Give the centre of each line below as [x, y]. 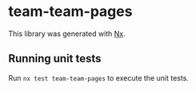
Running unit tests [55, 59]
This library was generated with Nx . [67, 34]
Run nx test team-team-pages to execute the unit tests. [99, 77]
